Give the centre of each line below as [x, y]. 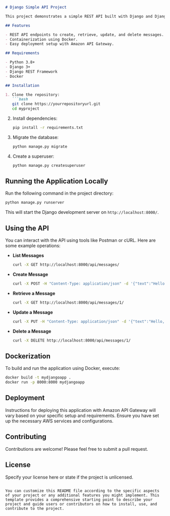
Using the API [27, 228]
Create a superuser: [33, 156]
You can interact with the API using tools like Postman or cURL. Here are [80, 241]
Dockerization [28, 356]
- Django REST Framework [31, 72]
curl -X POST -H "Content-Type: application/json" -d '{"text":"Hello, [90, 284]
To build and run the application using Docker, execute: [63, 368]
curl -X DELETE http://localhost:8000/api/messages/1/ [72, 340]
